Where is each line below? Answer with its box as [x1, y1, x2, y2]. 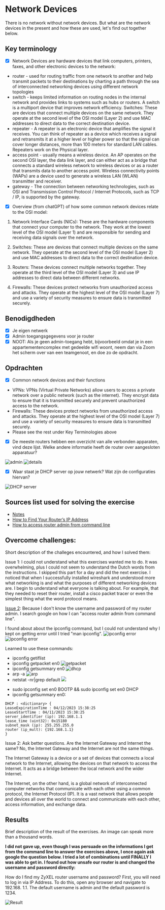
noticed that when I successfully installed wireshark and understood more [5, 575, 155, 580]
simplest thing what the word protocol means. [5, 595, 99, 602]
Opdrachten [5, 364, 43, 372]
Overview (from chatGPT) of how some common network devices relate [12, 203, 159, 209]
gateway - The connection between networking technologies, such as [12, 183, 155, 189]
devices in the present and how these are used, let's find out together [5, 25, 147, 31]
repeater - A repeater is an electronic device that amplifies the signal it [12, 125, 156, 132]
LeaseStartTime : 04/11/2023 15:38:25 [5, 710, 85, 715]
